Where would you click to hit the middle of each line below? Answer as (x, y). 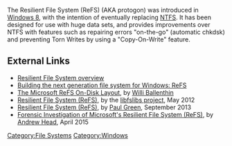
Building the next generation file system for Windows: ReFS (102, 85)
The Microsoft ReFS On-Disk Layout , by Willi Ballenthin (96, 92)
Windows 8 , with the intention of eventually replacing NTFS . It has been (109, 17)
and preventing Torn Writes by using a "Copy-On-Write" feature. (99, 39)
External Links (39, 61)
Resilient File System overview (61, 77)
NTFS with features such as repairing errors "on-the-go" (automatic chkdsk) (116, 32)
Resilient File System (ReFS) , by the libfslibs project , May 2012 (106, 100)
